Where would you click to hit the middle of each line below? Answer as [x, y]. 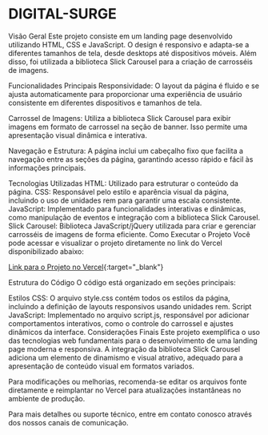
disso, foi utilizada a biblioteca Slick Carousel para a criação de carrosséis [131, 62]
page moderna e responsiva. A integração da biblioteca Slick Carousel [124, 348]
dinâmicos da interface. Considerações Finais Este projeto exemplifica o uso [134, 332]
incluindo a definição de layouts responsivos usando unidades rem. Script [130, 306]
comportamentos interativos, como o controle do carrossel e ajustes [121, 323]
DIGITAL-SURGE [63, 14]
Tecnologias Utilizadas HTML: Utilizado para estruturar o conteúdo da [123, 183]
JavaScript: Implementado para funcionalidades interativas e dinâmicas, [127, 208]
